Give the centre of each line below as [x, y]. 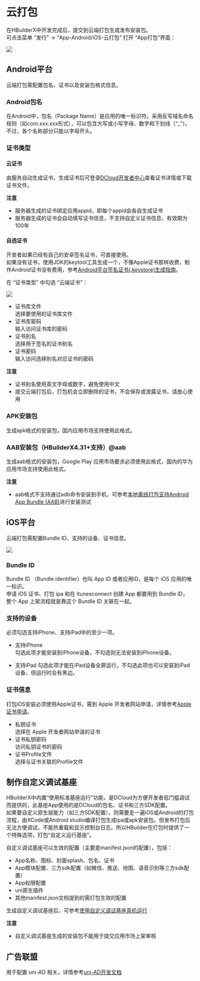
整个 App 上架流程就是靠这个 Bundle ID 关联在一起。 [71, 601]
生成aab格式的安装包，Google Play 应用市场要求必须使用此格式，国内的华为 [99, 461]
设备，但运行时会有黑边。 [46, 673]
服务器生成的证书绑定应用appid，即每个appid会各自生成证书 [89, 211]
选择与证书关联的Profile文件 [49, 761]
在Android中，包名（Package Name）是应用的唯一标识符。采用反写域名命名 [100, 116]
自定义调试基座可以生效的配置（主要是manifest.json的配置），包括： [90, 848]
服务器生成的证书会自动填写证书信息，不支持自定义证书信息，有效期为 [101, 218]
